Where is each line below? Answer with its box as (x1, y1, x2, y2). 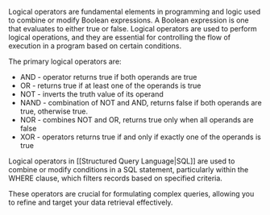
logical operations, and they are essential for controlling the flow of (8, 32, 231, 42)
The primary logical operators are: (8, 56, 123, 66)
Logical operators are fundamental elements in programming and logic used (8, 7, 260, 16)
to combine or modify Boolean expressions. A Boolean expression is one (8, 15, 250, 25)
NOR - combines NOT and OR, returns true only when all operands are (19, 115, 254, 124)
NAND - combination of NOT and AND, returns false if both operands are (19, 98, 262, 107)
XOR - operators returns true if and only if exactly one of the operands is (19, 132, 262, 142)
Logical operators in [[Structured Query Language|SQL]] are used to (8, 156, 235, 166)
